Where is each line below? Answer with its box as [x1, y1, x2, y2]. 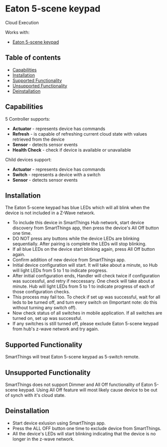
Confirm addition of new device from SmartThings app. [12, 257, 126, 263]
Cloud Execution [5, 20, 39, 26]
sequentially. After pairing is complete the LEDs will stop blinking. [12, 241, 147, 247]
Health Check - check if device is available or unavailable [12, 147, 131, 153]
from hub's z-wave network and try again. [12, 326, 99, 332]
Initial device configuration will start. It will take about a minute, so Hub [12, 262, 158, 268]
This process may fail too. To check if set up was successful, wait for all [12, 294, 161, 300]
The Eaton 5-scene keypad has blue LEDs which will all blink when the [5, 205, 150, 211]
